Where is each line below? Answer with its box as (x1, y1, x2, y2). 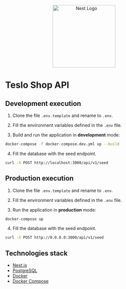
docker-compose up (5, 216, 43, 221)
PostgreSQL (12, 267, 37, 273)
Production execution (5, 174, 74, 182)
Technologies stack (5, 249, 68, 257)
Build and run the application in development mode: (12, 132, 120, 137)
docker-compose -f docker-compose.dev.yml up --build (5, 141, 120, 146)
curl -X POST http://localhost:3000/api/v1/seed (5, 160, 108, 165)
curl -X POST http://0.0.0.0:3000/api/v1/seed (5, 235, 104, 240)
